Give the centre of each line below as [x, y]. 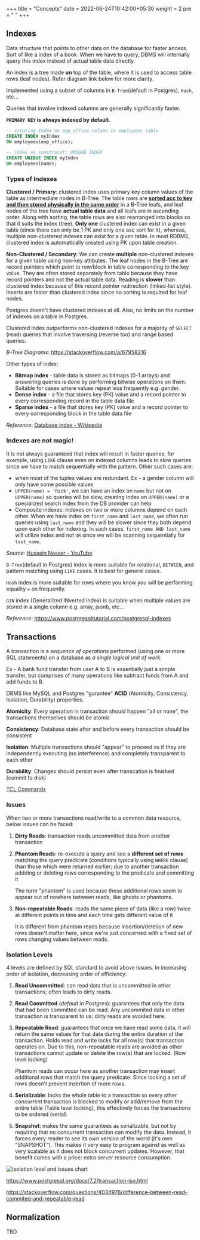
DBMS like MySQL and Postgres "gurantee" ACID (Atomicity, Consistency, [97, 693]
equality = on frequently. [36, 589]
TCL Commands [26, 789]
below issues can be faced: [40, 824]
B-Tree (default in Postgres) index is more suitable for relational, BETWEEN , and [100, 564]
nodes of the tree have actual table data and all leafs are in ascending [93, 211]
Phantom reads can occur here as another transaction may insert [95, 1071]
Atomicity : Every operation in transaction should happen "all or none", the [97, 711]
